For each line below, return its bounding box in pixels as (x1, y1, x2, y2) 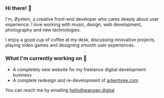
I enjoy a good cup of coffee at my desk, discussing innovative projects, (5, 37, 156, 43)
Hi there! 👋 (5, 5, 32, 12)
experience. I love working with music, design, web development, (5, 21, 142, 27)
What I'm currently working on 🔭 (5, 55, 87, 62)
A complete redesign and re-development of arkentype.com (12, 77, 139, 83)
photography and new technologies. (5, 27, 81, 33)
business (12, 72, 32, 78)
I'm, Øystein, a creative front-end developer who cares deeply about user (5, 16, 159, 22)
